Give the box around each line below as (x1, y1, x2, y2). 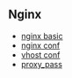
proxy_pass (20, 58, 63, 69)
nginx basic (20, 30, 63, 41)
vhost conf (20, 49, 61, 60)
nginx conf (20, 40, 61, 51)
